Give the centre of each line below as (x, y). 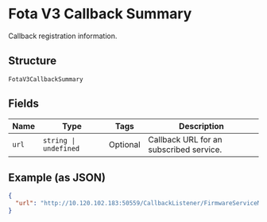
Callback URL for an (185, 139)
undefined (61, 148)
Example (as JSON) (57, 177)
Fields (24, 104)
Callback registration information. (63, 36)
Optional (124, 144)
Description (201, 126)
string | (59, 140)
